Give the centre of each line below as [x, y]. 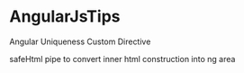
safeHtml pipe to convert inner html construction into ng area [122, 59]
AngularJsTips [65, 17]
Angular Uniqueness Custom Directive [80, 41]
